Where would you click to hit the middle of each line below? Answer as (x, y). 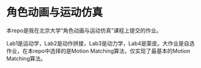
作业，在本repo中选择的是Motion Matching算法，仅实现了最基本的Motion (98, 51)
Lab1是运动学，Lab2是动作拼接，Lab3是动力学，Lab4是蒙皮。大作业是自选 (100, 43)
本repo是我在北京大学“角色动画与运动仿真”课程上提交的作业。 (84, 30)
